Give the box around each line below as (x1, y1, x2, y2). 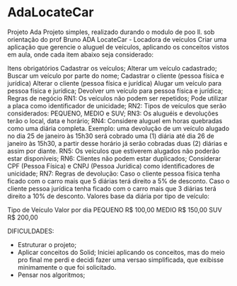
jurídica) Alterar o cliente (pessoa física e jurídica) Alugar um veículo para (7, 79, 221, 87)
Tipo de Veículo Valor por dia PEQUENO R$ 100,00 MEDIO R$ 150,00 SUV (7, 205, 222, 214)
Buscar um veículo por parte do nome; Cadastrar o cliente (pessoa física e (7, 71, 224, 80)
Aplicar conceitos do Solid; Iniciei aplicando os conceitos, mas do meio (17, 248, 225, 256)
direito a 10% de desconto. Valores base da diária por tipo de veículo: (7, 192, 210, 200)
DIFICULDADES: (7, 227, 54, 235)
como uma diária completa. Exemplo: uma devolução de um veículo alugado (7, 124, 230, 132)
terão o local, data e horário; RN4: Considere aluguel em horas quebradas (7, 116, 223, 125)
